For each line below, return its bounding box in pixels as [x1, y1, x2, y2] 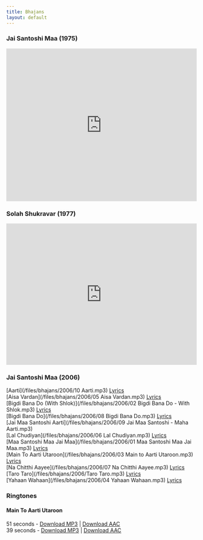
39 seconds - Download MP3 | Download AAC [6, 526, 122, 534]
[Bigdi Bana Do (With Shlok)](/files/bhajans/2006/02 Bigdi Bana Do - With [6, 399, 190, 407]
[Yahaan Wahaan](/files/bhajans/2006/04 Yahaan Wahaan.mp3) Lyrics [6, 477, 182, 484]
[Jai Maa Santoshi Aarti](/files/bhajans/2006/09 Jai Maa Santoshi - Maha [6, 419, 188, 426]
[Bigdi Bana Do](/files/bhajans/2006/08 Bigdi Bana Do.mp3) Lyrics [6, 413, 172, 420]
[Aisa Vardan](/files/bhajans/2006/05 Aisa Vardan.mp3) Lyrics [6, 393, 161, 401]
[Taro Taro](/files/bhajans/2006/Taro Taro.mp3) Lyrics [6, 470, 141, 477]
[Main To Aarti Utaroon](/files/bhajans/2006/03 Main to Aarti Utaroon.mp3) [6, 451, 193, 459]
